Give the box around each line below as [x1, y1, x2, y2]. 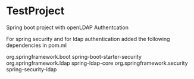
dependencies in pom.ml [6, 42, 67, 49]
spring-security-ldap [6, 65, 57, 72]
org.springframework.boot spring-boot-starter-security [6, 53, 142, 60]
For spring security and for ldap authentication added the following [6, 35, 170, 42]
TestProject [6, 4, 65, 18]
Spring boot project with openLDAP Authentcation [6, 24, 129, 31]
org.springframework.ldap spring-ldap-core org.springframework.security [6, 59, 189, 67]
